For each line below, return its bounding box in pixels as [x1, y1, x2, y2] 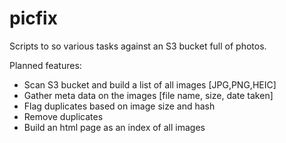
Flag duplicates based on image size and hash [23, 100, 216, 112]
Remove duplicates [23, 110, 104, 122]
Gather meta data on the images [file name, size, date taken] [23, 89, 274, 101]
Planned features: [9, 59, 82, 71]
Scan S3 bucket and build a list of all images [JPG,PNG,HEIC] [23, 78, 277, 91]
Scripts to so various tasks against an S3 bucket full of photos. [9, 40, 267, 52]
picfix [9, 7, 58, 30]
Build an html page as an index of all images [23, 121, 206, 133]
